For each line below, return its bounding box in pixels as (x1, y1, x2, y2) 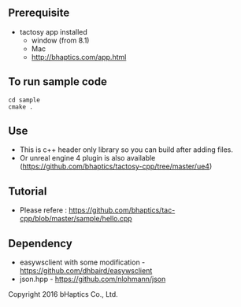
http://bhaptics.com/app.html (31, 52, 127, 61)
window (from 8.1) (31, 35, 90, 45)
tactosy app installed (19, 27, 88, 36)
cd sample (8, 96, 41, 104)
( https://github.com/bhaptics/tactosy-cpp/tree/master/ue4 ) (19, 161, 213, 172)
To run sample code (8, 75, 108, 89)
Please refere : (19, 205, 68, 215)
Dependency (8, 236, 72, 250)
